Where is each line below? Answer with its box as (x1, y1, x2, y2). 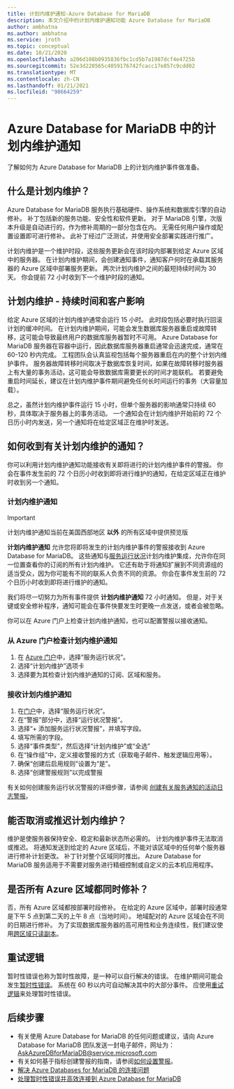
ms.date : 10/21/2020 (7, 50, 68, 57)
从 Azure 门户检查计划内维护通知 (7, 635, 117, 645)
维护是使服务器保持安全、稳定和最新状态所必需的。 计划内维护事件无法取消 (7, 834, 224, 843)
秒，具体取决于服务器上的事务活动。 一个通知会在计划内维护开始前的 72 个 (7, 409, 222, 417)
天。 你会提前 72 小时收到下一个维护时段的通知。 (7, 273, 149, 281)
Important (7, 513, 36, 522)
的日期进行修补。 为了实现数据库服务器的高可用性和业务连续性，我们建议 (7, 921, 217, 929)
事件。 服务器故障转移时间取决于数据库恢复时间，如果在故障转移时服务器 (13, 359, 224, 367)
